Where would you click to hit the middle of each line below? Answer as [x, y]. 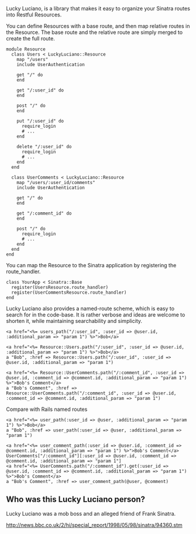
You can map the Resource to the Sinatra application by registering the [91, 265]
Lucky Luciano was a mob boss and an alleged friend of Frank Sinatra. [91, 513]
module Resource [26, 49]
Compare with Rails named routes [47, 409]
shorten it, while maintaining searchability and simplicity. [74, 321]
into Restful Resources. [34, 15]
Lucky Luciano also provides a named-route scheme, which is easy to [90, 308]
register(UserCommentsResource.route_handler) [69, 292]
